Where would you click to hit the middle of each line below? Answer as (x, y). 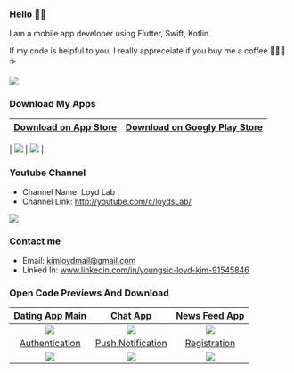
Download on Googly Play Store (194, 126)
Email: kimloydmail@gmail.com (79, 261)
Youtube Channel (48, 173)
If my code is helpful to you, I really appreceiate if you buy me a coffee (139, 51)
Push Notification (131, 344)
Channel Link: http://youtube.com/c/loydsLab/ (106, 201)
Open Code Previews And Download (89, 293)
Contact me (35, 241)
